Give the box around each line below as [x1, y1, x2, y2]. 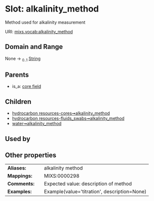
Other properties [5, 151, 56, 159]
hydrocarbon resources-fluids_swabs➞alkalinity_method [12, 115, 125, 121]
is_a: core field [12, 84, 42, 89]
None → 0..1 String [5, 56, 41, 62]
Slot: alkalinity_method [5, 3, 99, 14]
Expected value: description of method [44, 180, 132, 187]
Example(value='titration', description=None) [44, 188, 147, 195]
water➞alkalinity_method [12, 121, 62, 127]
